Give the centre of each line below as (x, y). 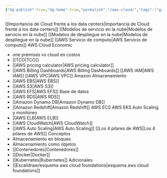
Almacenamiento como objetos (44, 144)
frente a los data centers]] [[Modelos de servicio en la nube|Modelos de (79, 29)
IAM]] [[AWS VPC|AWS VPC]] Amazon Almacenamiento (69, 75)
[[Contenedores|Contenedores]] (45, 149)
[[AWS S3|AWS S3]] (33, 86)
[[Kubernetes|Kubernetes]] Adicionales (52, 160)
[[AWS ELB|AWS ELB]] (35, 118)
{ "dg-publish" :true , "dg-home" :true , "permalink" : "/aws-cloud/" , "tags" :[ (81, 10)
